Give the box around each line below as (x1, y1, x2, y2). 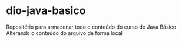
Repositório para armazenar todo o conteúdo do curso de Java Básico (6, 23, 177, 30)
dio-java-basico (6, 4, 86, 17)
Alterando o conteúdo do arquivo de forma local (6, 29, 123, 36)
